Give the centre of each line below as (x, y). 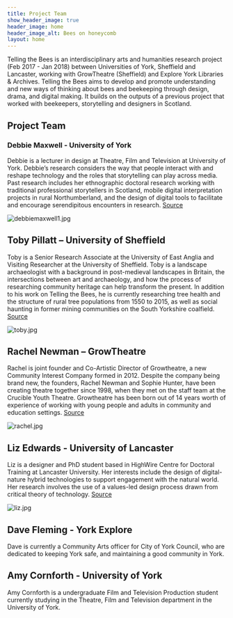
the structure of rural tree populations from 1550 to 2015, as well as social (112, 301)
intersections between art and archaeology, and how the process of (104, 279)
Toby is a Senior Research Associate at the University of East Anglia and (111, 257)
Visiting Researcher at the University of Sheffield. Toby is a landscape (107, 264)
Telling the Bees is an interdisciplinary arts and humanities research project (115, 59)
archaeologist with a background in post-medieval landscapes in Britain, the (116, 271)
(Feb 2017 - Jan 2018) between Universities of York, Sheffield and (102, 67)
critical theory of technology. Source (60, 494)
